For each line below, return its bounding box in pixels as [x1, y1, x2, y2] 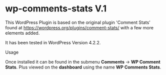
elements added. [5, 30, 40, 36]
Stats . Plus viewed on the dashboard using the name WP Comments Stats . [5, 64, 161, 70]
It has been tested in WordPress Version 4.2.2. [5, 39, 101, 45]
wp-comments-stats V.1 [5, 3, 107, 14]
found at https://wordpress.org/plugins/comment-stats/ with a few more [5, 24, 154, 30]
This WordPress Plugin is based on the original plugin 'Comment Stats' [5, 19, 151, 25]
